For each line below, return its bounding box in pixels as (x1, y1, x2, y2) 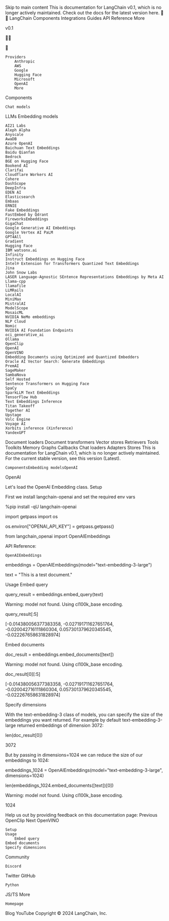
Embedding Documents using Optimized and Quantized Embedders (5, 354, 139, 360)
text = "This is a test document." (5, 572, 72, 578)
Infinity (5, 252, 24, 257)
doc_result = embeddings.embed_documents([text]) (5, 651, 114, 658)
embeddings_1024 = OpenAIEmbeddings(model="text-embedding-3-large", (5, 767, 163, 773)
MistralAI (5, 301, 26, 306)
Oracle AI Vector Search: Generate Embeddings (5, 359, 105, 364)
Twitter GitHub (5, 873, 36, 879)
